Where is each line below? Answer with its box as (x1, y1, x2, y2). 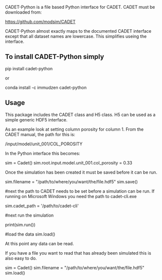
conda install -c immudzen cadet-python (5, 84, 87, 90)
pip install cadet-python (5, 65, 53, 71)
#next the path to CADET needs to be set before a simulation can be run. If (5, 188, 155, 194)
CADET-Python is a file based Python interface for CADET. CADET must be (5, 4, 155, 10)
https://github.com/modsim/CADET (5, 19, 76, 24)
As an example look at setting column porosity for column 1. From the (5, 126, 144, 132)
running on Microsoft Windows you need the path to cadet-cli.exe (5, 193, 137, 199)
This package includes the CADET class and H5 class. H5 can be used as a (5, 112, 156, 118)
